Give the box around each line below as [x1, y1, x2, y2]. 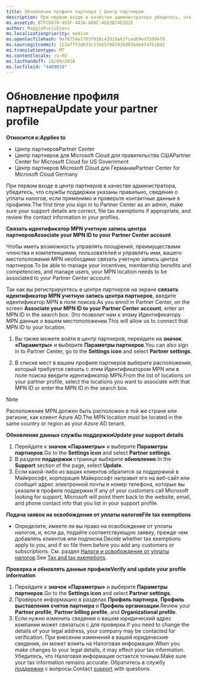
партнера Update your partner [6, 102, 158, 116]
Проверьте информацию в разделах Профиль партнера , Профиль [14, 596, 184, 603]
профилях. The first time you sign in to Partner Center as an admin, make [6, 201, 183, 208]
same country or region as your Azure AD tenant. [6, 420, 126, 427]
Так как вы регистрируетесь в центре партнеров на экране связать [6, 286, 178, 293]
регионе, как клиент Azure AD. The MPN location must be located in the [6, 414, 182, 421]
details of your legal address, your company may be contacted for [14, 628, 176, 635]
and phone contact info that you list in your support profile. [14, 500, 158, 507]
